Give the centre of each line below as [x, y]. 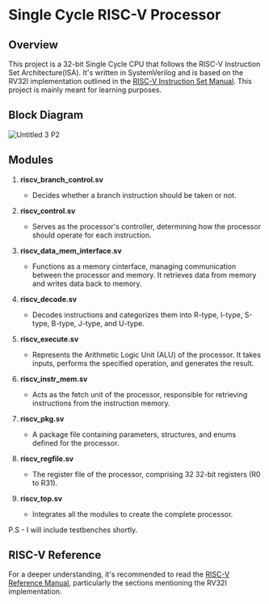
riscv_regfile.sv [47, 459]
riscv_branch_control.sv [61, 179]
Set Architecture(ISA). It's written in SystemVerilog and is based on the [126, 73]
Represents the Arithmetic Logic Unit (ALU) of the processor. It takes [146, 354]
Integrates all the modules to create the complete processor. [132, 514]
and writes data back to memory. [87, 283]
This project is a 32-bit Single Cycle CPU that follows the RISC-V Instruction [134, 64]
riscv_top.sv [41, 498]
